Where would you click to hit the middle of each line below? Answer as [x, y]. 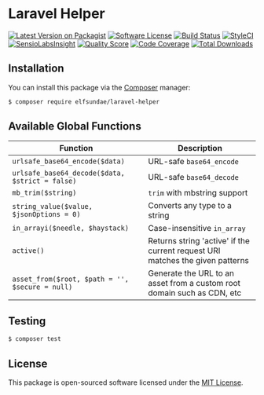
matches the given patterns [199, 261]
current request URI [184, 251]
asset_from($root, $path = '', [71, 279]
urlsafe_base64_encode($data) [69, 161]
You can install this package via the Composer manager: [99, 87]
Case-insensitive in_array [197, 229]
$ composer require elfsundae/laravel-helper [84, 102]
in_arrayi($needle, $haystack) [71, 228]
